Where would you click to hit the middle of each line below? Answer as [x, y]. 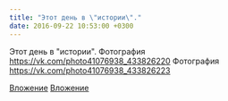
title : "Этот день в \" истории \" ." [76, 17]
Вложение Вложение [49, 88]
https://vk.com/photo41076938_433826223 [90, 70]
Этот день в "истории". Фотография [77, 51]
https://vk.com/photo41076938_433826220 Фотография [114, 61]
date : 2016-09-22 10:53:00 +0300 [72, 26]
